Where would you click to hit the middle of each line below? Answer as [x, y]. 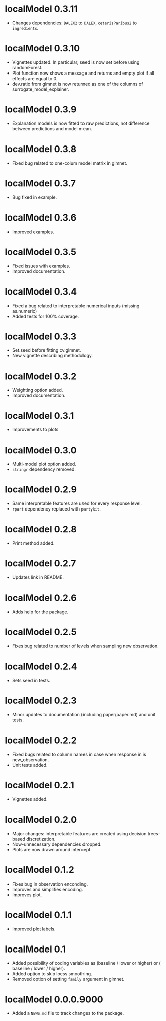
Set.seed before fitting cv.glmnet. [47, 350]
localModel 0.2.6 [41, 598]
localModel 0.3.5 [41, 252]
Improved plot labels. [34, 929]
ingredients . [25, 28]
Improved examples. [33, 232]
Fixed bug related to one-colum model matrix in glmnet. [70, 163]
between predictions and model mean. [52, 128]
